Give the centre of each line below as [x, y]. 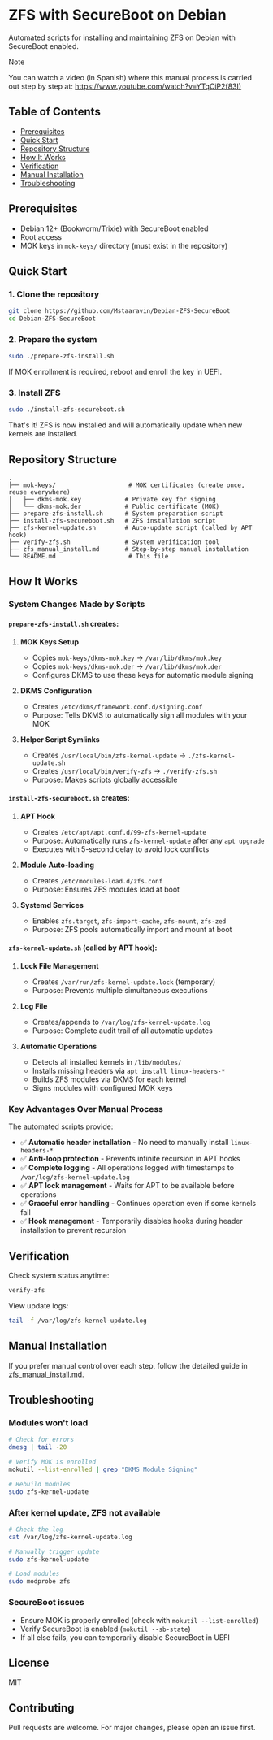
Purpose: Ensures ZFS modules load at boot [106, 889]
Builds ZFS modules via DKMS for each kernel [109, 1079]
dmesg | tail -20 [38, 1447]
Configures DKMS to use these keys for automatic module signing [143, 675]
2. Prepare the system [53, 339]
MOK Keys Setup [50, 642]
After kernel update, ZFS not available [84, 1512]
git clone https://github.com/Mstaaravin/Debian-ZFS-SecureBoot [119, 311]
